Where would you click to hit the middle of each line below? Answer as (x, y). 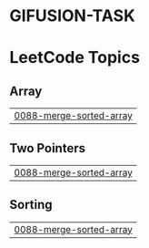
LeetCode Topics (75, 58)
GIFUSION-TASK (73, 16)
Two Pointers (48, 148)
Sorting (31, 205)
